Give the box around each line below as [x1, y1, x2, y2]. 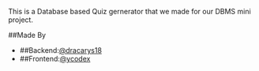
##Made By [8, 31, 46, 39]
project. [8, 15, 34, 24]
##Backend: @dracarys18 [19, 46, 103, 54]
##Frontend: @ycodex [19, 54, 91, 63]
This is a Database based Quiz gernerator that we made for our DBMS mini [8, 7, 251, 16]
